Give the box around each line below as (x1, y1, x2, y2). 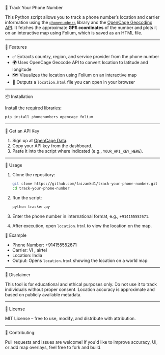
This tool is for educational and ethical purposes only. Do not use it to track (5, 281, 157, 287)
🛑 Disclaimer (5, 271, 31, 278)
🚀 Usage (5, 162, 23, 168)
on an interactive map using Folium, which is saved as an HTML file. (5, 30, 142, 35)
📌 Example (5, 232, 27, 238)
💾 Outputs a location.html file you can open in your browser (12, 79, 135, 85)
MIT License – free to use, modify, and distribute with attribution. (5, 315, 136, 321)
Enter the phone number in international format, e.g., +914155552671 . (12, 213, 150, 219)
